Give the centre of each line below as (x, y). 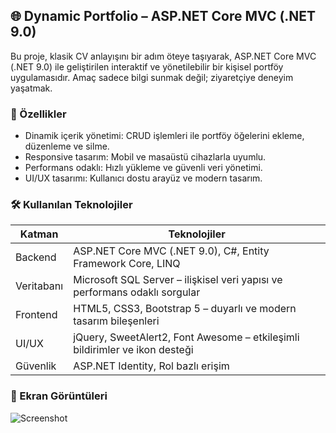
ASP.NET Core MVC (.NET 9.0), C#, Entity (171, 251)
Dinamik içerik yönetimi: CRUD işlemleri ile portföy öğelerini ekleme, (164, 136)
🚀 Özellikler (38, 114)
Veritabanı (39, 286)
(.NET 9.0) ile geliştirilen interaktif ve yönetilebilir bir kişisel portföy (147, 66)
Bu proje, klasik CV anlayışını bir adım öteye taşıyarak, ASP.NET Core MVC (163, 56)
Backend (36, 257)
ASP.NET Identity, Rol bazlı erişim (151, 366)
